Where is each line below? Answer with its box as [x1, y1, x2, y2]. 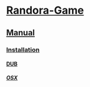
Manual [6, 28, 35, 38]
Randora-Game [6, 4, 84, 17]
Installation [6, 46, 40, 54]
